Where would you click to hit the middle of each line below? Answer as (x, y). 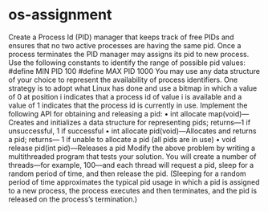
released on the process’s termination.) (73, 199)
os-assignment (60, 15)
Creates (21, 122)
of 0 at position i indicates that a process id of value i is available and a (125, 96)
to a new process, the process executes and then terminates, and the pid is (133, 190)
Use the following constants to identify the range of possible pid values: (127, 63)
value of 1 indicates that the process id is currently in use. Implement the (128, 105)
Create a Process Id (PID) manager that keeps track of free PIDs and (121, 37)
